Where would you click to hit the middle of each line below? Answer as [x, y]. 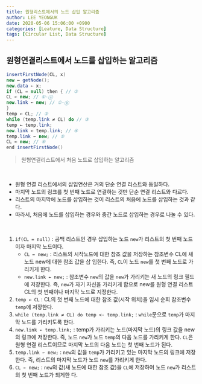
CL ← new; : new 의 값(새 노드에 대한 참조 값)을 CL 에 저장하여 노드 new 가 [97, 367]
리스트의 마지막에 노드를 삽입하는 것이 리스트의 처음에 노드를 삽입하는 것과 [102, 199]
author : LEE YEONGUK [32, 18]
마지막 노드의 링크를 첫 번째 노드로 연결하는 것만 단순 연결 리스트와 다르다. [102, 192]
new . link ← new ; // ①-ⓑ [38, 103]
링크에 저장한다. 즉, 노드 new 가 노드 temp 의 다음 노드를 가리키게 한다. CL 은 [107, 337]
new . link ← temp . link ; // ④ [42, 130]
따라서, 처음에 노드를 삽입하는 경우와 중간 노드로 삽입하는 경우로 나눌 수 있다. [105, 214]
